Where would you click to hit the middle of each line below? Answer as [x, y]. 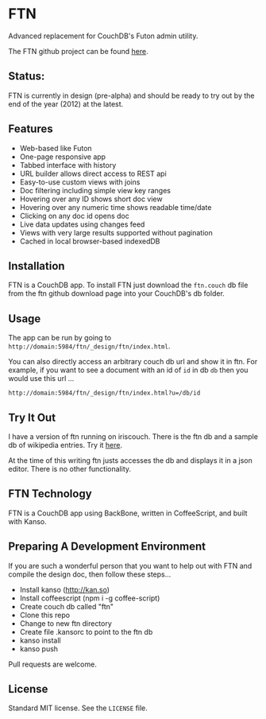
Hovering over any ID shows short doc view [91, 199]
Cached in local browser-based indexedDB [90, 241]
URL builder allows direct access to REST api [93, 173]
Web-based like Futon [56, 148]
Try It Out [32, 417]
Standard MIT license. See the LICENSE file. [78, 708]
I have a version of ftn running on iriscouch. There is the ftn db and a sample [133, 437]
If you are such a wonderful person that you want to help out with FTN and [130, 565]
